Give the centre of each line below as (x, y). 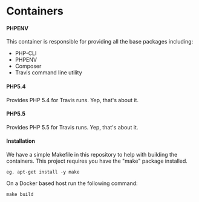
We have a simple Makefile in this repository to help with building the (92, 155)
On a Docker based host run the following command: (72, 183)
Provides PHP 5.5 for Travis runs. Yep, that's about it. (72, 127)
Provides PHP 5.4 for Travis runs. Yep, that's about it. (73, 100)
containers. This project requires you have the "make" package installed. (97, 161)
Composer (28, 66)
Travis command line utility (49, 73)
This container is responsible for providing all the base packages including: (100, 42)
